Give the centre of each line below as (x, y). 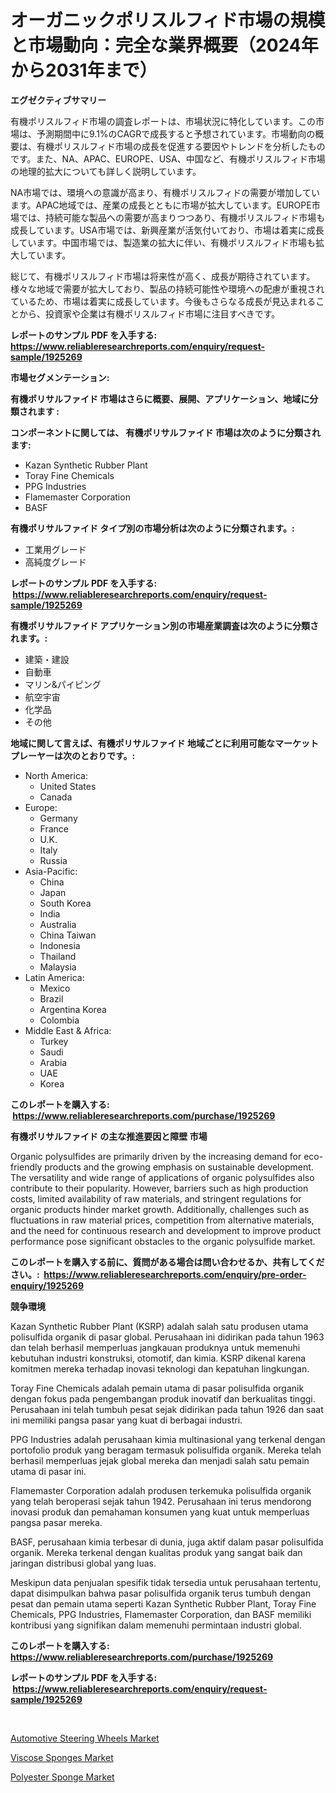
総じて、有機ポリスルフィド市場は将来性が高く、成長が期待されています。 (163, 276)
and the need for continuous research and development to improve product (165, 1230)
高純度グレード (55, 562)
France (54, 828)
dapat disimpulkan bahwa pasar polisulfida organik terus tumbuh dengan (160, 1593)
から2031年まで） (84, 70)
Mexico (55, 988)
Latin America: (54, 977)
